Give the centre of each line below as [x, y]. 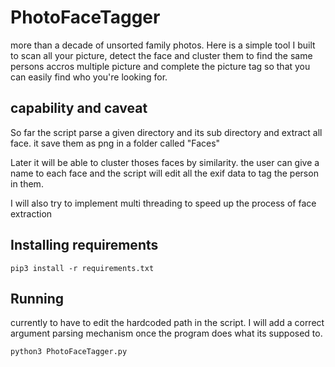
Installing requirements [84, 245]
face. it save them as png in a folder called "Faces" [115, 143]
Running [37, 298]
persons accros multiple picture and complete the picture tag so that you [160, 66]
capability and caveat [79, 108]
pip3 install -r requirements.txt [82, 268]
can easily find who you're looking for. [89, 77]
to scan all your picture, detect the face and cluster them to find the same [161, 55]
